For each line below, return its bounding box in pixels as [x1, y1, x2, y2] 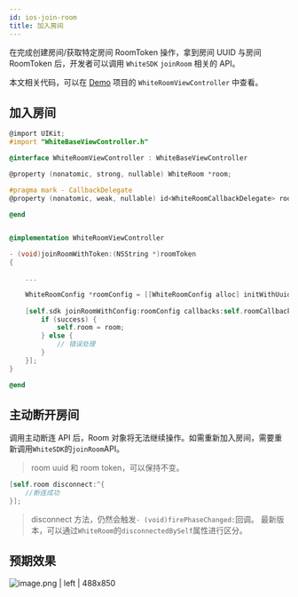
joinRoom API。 [72, 443, 124, 454]
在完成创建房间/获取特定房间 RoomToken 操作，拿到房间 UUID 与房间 [9, 46, 262, 58]
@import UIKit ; [9, 130, 66, 139]
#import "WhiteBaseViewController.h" [9, 138, 149, 147]
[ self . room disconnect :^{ [9, 481, 105, 490]
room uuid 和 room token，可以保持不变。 [30, 463, 184, 474]
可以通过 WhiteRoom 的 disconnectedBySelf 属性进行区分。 [46, 525, 248, 536]
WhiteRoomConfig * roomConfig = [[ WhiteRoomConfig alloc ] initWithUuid [25, 290, 292, 298]
